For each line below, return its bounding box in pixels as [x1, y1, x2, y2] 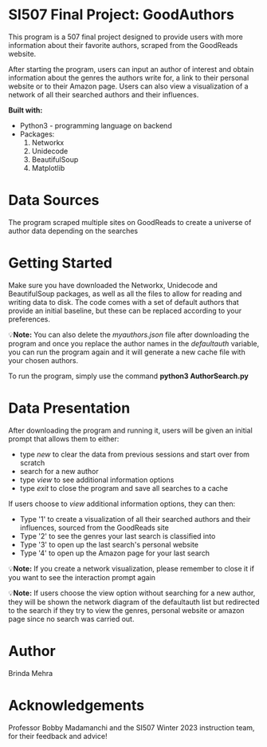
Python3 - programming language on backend [19, 121, 173, 130]
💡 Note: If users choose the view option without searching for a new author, [8, 588, 256, 598]
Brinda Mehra [8, 668, 53, 678]
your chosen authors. [8, 355, 78, 365]
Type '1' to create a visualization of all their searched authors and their [19, 514, 251, 524]
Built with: [8, 105, 43, 115]
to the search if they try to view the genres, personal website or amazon [8, 605, 245, 615]
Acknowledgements [8, 696, 145, 714]
